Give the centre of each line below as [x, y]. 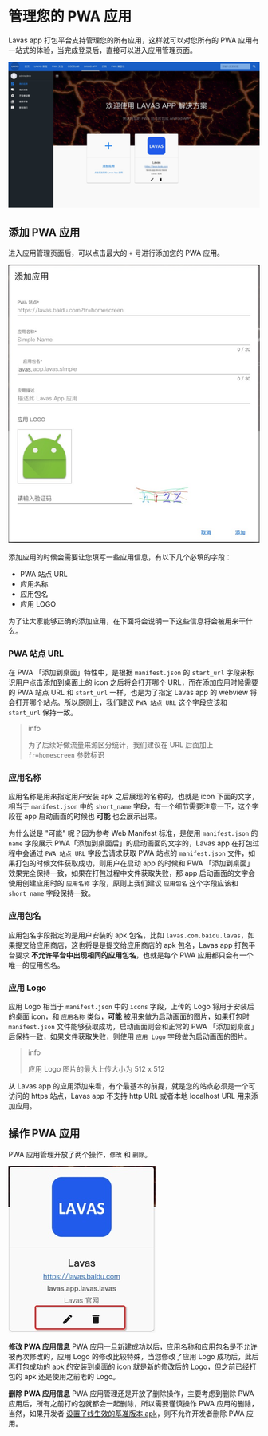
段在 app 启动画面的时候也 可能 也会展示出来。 [85, 817]
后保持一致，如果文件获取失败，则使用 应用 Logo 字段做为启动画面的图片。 [130, 1036]
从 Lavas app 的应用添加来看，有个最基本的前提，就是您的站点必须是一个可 [132, 1086]
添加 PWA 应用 [44, 232]
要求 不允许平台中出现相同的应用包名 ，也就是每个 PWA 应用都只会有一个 [134, 955]
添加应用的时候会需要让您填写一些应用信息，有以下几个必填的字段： [120, 557]
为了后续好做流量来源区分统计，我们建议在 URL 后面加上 [120, 745]
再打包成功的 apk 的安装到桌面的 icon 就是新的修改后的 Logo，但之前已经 [129, 1366]
